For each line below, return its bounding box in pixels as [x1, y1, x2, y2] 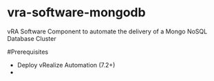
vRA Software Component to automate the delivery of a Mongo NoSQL [7, 27, 208, 35]
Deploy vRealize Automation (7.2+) [17, 61, 116, 69]
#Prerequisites [7, 48, 49, 56]
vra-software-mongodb [7, 5, 146, 20]
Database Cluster [7, 34, 56, 42]
